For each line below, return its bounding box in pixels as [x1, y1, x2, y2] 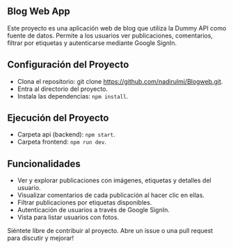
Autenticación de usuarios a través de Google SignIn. [17, 206, 170, 214]
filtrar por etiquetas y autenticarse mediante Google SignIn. [7, 38, 177, 47]
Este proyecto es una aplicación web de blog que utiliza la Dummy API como [7, 24, 227, 32]
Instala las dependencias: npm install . [17, 92, 129, 100]
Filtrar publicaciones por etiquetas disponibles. [17, 198, 152, 207]
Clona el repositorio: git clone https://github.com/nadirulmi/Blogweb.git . [17, 77, 223, 85]
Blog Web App [7, 6, 71, 17]
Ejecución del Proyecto [7, 112, 109, 124]
